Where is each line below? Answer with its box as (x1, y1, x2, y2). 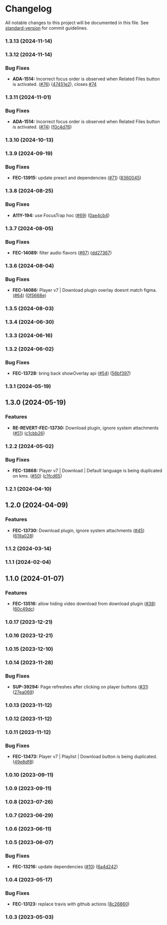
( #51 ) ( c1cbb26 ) (12, 430, 45, 436)
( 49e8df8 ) (12, 759, 34, 765)
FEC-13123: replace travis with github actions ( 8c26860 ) (12, 901, 130, 907)
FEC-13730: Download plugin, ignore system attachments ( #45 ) (12, 527, 145, 533)
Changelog (5, 3, 52, 15)
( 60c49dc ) (12, 606, 35, 612)
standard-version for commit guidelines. (5, 25, 88, 31)
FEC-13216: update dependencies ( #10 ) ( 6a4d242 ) (12, 863, 118, 869)
